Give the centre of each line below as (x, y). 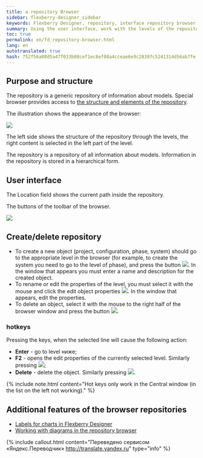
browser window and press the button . (67, 311)
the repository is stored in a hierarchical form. (63, 161)
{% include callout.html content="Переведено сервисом (78, 442)
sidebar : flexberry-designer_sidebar (54, 17)
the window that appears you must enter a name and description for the (105, 272)
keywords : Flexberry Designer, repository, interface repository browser (101, 23)
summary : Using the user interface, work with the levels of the (90, 29)
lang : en (17, 46)
